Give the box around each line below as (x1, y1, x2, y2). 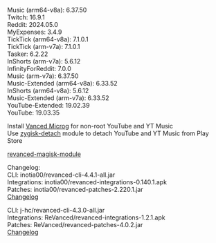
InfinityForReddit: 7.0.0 (7, 65, 71, 72)
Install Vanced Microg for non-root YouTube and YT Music (7, 122, 173, 130)
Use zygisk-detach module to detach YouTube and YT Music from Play (7, 129, 209, 137)
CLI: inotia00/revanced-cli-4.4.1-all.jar (7, 171, 116, 179)
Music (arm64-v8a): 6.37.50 (7, 6, 87, 14)
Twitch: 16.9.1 (7, 13, 45, 21)
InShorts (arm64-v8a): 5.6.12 (7, 86, 89, 95)
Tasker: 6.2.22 (7, 50, 48, 58)
